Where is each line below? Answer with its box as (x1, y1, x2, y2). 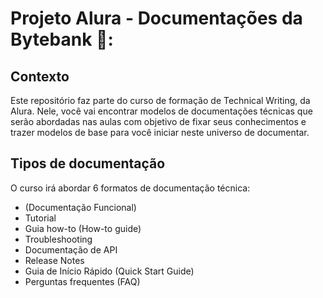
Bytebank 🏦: (10, 28, 114, 51)
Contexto (10, 68, 70, 85)
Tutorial (24, 212, 57, 224)
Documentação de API (24, 243, 118, 256)
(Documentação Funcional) (24, 201, 137, 213)
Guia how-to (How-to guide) (24, 222, 142, 234)
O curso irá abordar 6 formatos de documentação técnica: (10, 182, 251, 194)
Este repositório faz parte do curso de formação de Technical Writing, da (10, 95, 311, 106)
